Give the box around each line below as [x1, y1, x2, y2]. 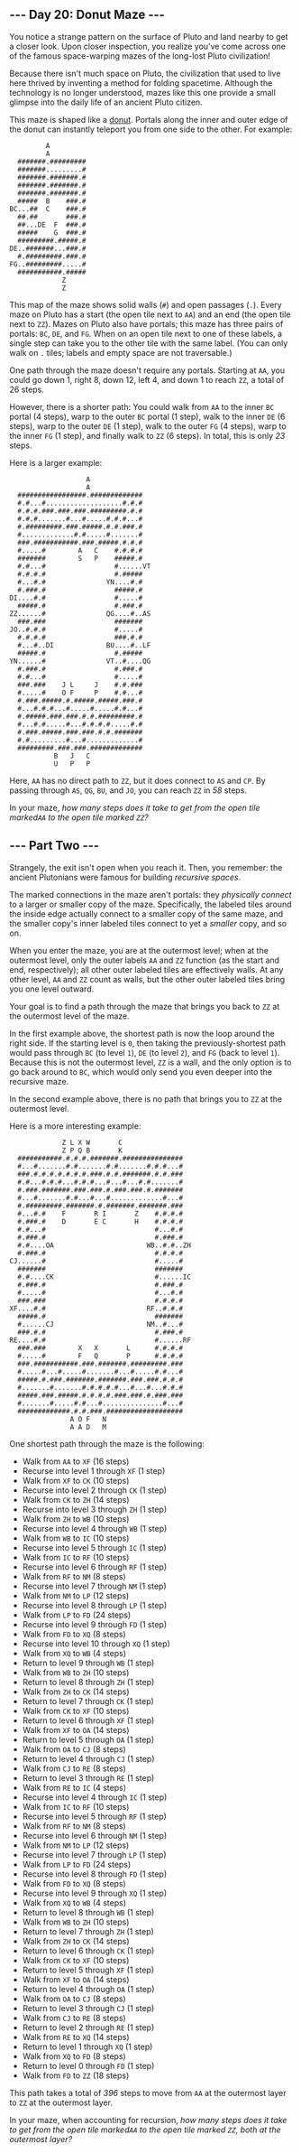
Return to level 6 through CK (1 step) [22, 1945, 155, 1956]
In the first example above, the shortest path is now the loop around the [9, 1028, 275, 1039]
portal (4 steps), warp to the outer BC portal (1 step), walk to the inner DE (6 [9, 411, 286, 422]
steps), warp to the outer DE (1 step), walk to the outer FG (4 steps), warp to [9, 420, 287, 432]
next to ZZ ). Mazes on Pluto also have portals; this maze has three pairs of [9, 318, 284, 329]
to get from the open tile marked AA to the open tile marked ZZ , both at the [9, 2124, 281, 2135]
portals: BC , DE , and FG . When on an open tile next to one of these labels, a [9, 328, 282, 339]
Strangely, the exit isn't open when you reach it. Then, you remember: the [9, 862, 283, 872]
